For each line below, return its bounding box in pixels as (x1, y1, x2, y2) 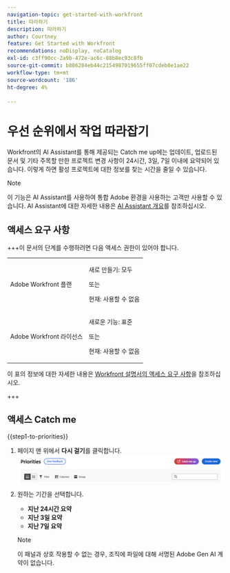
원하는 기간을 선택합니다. (17, 490, 84, 499)
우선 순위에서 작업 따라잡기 (7, 124, 149, 139)
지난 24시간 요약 (27, 505, 72, 513)
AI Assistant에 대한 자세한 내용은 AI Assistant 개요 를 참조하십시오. (27, 202, 207, 210)
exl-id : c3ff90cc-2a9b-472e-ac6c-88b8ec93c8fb (7, 55, 143, 62)
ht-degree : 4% (7, 83, 48, 91)
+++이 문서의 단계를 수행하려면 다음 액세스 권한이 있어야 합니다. (7, 243, 179, 252)
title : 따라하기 (7, 18, 48, 26)
